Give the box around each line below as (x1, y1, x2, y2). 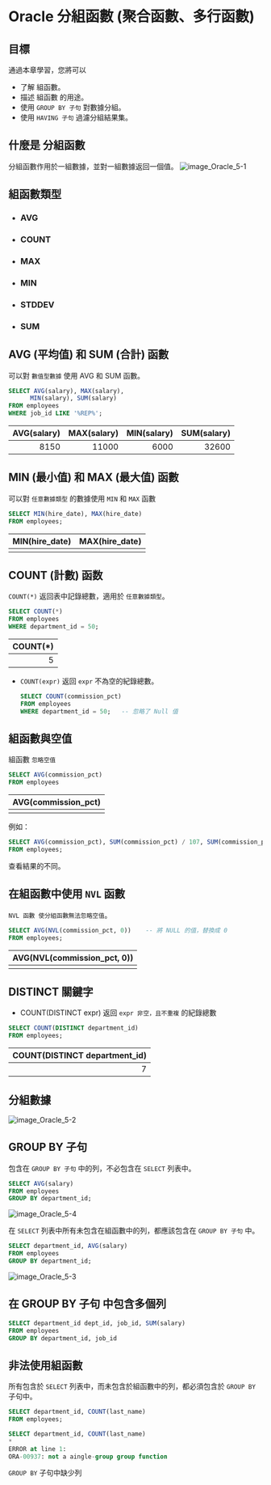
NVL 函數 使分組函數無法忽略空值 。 (8, 910, 112, 920)
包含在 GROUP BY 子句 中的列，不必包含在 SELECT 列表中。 (8, 1163, 196, 1173)
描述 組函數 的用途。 (19, 92, 89, 102)
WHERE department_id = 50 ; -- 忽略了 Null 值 (19, 707, 179, 716)
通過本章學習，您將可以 (8, 66, 86, 74)
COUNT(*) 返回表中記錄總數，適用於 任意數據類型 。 (8, 591, 169, 601)
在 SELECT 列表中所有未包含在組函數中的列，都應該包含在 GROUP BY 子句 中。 (8, 1226, 260, 1236)
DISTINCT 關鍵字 (8, 984, 94, 999)
